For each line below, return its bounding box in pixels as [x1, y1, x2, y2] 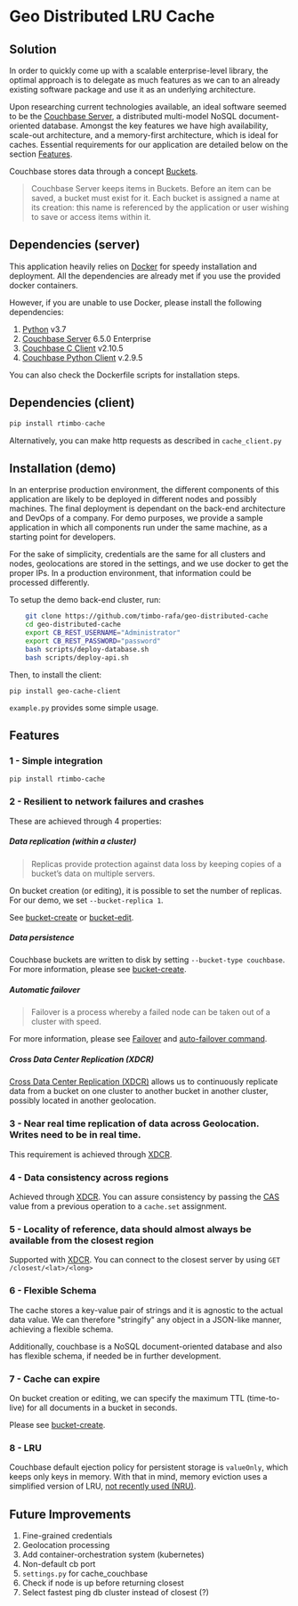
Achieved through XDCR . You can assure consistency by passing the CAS [9, 1191, 280, 1203]
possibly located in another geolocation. [9, 1095, 157, 1106]
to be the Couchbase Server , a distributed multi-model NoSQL [9, 111, 238, 121]
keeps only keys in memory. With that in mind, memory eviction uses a [9, 1472, 268, 1482]
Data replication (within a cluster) [9, 836, 137, 847]
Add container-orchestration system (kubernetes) [21, 1549, 205, 1560]
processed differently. [9, 577, 90, 588]
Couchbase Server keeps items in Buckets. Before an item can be [30, 183, 272, 193]
